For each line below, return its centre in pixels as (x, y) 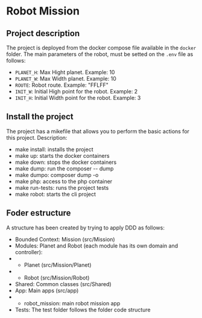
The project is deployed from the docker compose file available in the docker (101, 48)
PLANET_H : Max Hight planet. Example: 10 (65, 72)
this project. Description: (37, 137)
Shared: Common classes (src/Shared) (63, 284)
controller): (29, 252)
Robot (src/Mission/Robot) (57, 278)
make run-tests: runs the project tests (62, 187)
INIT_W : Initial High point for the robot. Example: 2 (76, 91)
